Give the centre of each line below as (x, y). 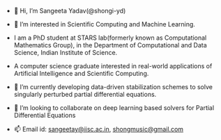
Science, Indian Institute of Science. (66, 53)
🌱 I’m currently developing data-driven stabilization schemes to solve (113, 87)
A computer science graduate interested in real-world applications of (113, 66)
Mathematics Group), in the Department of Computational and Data (110, 45)
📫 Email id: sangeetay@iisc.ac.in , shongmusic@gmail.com (98, 129)
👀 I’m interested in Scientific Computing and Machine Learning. (104, 24)
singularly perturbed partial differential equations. (85, 94)
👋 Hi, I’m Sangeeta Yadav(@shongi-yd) (70, 11)
